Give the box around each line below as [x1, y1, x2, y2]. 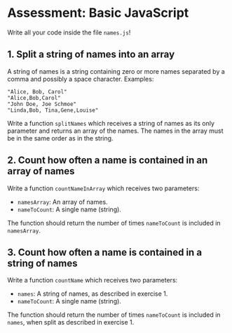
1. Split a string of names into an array [7, 48, 175, 60]
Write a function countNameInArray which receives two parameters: [7, 184, 200, 192]
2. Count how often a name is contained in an [7, 155, 208, 166]
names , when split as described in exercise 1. [7, 318, 135, 327]
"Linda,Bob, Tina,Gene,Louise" [7, 107, 99, 114]
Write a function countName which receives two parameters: [7, 276, 178, 285]
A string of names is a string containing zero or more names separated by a [7, 67, 226, 75]
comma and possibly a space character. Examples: [7, 74, 154, 83]
